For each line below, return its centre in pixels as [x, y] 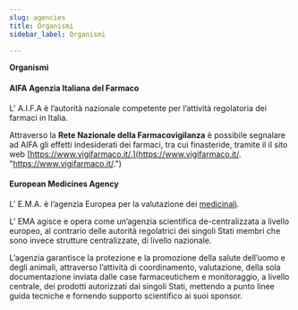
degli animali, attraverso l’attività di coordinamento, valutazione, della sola [145, 267]
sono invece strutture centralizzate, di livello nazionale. [111, 240]
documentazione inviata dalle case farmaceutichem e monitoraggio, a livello [149, 276]
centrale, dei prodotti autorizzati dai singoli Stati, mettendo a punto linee [142, 286]
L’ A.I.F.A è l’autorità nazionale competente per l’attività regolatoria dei [138, 108]
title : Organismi [42, 26]
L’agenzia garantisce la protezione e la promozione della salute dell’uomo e [148, 257]
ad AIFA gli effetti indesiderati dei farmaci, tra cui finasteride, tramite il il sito [149, 144]
